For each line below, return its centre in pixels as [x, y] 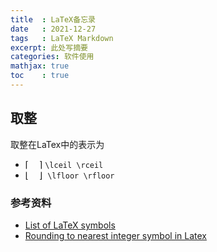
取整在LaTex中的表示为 [57, 144]
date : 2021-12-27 [53, 29]
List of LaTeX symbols [70, 225]
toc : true [40, 76]
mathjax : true [40, 66]
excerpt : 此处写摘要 [49, 47]
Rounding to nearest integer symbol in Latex [115, 235]
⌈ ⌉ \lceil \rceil [64, 164]
